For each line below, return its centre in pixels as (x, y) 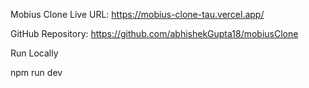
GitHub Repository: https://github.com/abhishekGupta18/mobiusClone (154, 33)
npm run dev (36, 72)
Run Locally (34, 53)
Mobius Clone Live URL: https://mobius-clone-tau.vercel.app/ (137, 14)
